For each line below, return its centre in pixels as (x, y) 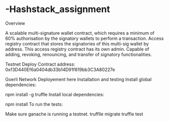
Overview (15, 23)
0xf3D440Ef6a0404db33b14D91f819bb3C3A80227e (60, 70)
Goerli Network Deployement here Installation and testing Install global (78, 79)
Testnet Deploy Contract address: (40, 64)
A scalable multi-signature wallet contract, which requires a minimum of (80, 33)
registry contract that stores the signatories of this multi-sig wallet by (77, 43)
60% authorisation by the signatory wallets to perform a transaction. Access (84, 38)
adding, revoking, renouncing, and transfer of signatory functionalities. (79, 54)
